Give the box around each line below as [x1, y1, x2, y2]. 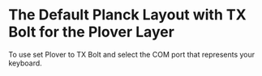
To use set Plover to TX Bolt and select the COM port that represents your [8, 49, 256, 59]
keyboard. [8, 58, 42, 68]
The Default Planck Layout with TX [8, 6, 247, 24]
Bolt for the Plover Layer [8, 23, 174, 41]
